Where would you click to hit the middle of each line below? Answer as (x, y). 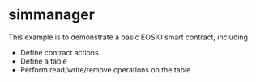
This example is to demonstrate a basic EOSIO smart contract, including (128, 37)
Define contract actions (59, 52)
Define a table (43, 61)
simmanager (52, 15)
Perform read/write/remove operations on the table (105, 69)
